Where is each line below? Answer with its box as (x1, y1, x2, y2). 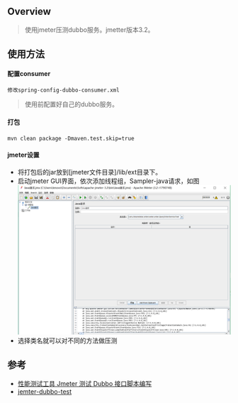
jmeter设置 (7, 150, 40, 159)
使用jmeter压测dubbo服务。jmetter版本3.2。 (24, 25, 154, 34)
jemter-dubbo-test (17, 387, 72, 396)
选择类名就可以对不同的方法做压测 (17, 336, 118, 345)
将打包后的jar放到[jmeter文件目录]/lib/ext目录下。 (17, 167, 162, 176)
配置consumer (7, 69, 51, 77)
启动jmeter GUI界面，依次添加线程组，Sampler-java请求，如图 (17, 177, 200, 185)
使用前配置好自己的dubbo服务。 (24, 100, 119, 109)
